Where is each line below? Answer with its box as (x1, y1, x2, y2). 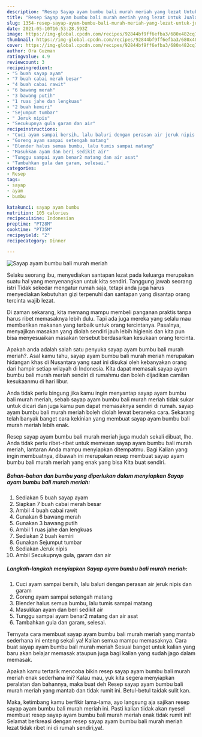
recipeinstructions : (7, 126, 59, 132)
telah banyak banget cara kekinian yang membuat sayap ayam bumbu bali (7, 415, 190, 422)
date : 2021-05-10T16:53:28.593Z (7, 25, 88, 32)
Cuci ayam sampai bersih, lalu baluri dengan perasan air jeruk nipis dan (15, 580, 192, 587)
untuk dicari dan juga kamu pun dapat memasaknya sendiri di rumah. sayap (7, 402, 194, 409)
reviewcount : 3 (7, 59, 45, 65)
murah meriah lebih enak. (7, 421, 70, 428)
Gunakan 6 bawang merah (15, 513, 82, 520)
